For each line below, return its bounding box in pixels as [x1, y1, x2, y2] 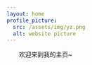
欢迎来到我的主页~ [19, 50, 73, 59]
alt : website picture [13, 30, 77, 37]
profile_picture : [6, 17, 58, 24]
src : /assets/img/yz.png [13, 23, 86, 30]
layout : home [6, 10, 45, 18]
